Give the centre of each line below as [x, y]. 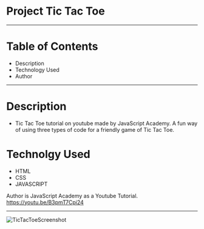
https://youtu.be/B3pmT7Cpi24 [45, 202]
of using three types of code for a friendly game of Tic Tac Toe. [95, 129]
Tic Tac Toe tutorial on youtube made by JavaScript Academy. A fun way [106, 123]
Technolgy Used [48, 154]
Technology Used [37, 70]
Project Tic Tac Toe [56, 11]
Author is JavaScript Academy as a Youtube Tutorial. [72, 196]
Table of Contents [52, 46]
